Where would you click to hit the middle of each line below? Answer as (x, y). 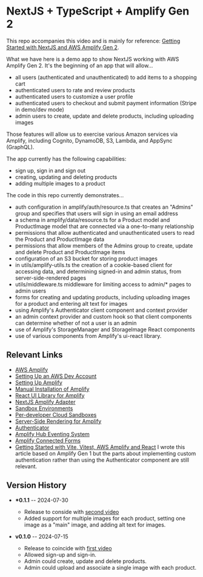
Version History (36, 486)
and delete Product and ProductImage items (70, 252)
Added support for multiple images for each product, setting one (105, 518)
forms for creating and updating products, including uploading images (102, 297)
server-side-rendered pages (51, 278)
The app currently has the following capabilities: (66, 158)
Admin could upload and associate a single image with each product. (110, 567)
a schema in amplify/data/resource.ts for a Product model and (92, 220)
